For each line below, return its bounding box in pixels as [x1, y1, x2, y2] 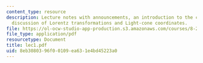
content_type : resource [6, 8, 66, 15]
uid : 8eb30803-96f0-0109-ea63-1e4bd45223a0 [6, 48, 118, 54]
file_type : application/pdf [6, 31, 77, 37]
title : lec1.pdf [6, 43, 47, 49]
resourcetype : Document [6, 37, 66, 43]
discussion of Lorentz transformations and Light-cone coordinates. [11, 20, 188, 26]
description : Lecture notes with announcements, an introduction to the [6, 14, 193, 20]
